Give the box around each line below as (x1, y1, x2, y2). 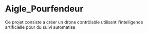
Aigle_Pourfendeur (5, 3, 84, 14)
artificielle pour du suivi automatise (5, 24, 75, 30)
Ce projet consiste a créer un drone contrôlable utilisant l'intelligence (5, 19, 144, 25)
